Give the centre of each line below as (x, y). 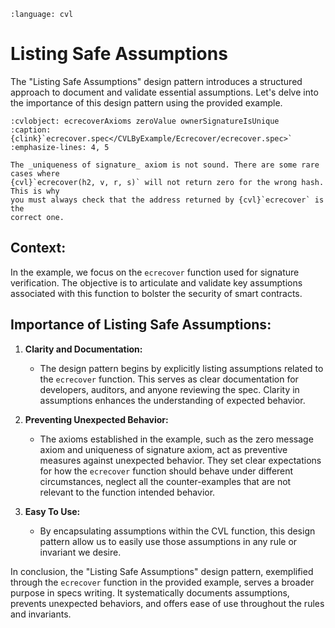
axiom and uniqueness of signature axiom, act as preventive (163, 449)
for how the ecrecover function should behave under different (166, 471)
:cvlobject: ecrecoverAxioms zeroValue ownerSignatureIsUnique (145, 121)
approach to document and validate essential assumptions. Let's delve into (164, 92)
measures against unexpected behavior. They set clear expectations (180, 460)
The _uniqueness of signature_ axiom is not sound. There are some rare (165, 165)
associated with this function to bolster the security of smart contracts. (156, 293)
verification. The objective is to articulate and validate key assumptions (156, 282)
